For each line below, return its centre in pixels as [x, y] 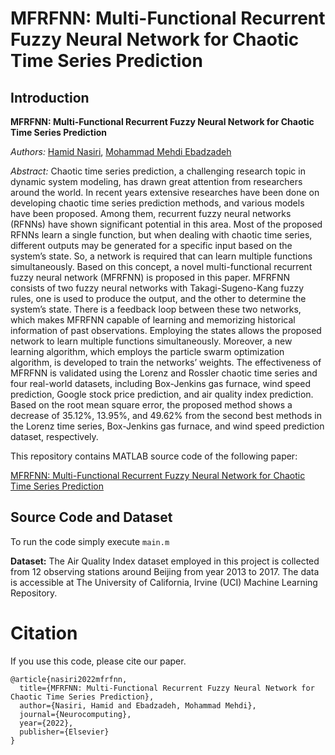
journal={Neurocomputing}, [75, 714]
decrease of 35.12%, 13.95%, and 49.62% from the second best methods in [166, 415]
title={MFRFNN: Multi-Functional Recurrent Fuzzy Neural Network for [167, 688]
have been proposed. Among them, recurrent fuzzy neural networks [151, 213]
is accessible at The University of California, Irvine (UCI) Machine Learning [164, 582]
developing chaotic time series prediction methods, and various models [157, 203]
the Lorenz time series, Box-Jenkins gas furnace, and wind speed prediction [167, 426]
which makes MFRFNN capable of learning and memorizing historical [153, 320]
